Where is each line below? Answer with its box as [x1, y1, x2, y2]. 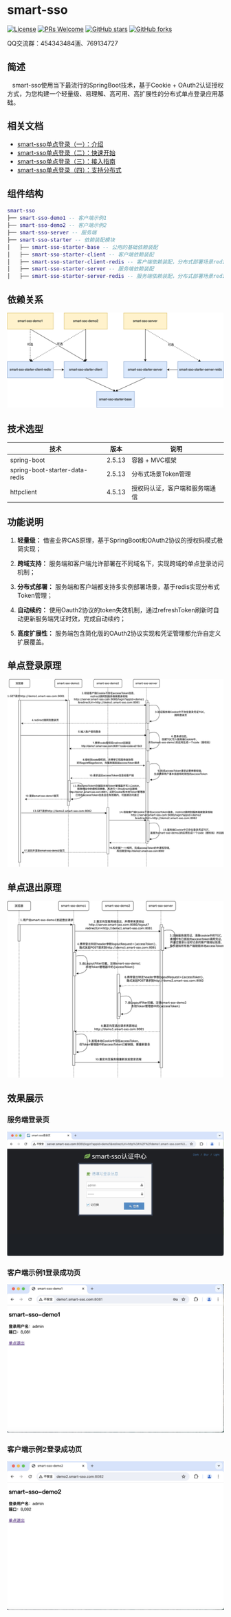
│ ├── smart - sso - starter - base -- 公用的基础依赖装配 [7, 243, 158, 250]
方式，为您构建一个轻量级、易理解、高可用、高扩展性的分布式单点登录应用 [7, 89, 218, 98]
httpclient [10, 488, 37, 496]
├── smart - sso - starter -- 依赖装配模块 [7, 237, 115, 243]
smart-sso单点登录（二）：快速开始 [16, 148, 115, 157]
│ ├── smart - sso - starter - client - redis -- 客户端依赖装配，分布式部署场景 [7, 258, 214, 265]
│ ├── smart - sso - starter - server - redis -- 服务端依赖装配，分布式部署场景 [7, 273, 214, 280]
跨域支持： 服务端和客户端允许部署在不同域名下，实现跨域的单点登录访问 [16, 559, 224, 568]
